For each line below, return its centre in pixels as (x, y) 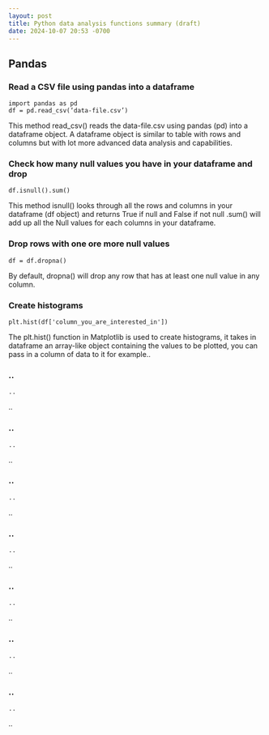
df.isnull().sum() (39, 191)
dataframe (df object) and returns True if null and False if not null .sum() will (134, 215)
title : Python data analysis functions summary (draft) (105, 23)
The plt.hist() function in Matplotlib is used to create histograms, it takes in (132, 337)
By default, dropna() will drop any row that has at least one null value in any (134, 275)
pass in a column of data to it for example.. (80, 354)
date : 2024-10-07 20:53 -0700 (60, 31)
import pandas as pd (43, 104)
